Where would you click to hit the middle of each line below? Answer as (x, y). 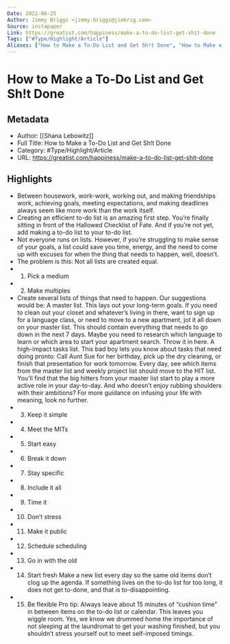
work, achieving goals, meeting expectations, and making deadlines (113, 203)
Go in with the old (52, 560)
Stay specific (46, 473)
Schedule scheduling (57, 546)
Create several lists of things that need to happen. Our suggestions (112, 298)
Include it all (44, 487)
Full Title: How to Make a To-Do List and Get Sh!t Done (94, 143)
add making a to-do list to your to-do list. (75, 232)
